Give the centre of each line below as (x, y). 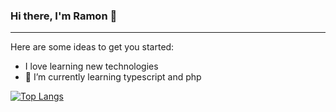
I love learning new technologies (91, 66)
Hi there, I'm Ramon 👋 (64, 16)
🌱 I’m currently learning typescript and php (113, 77)
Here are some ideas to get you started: (92, 47)
